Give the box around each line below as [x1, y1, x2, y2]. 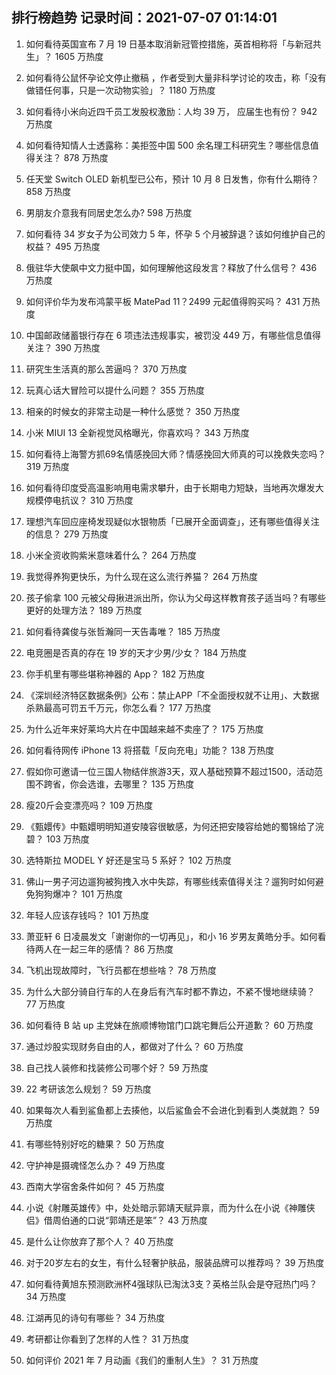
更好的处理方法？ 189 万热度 [25, 604, 143, 616]
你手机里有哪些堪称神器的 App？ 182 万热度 [25, 668, 206, 680]
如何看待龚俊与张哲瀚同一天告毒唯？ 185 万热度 [25, 625, 221, 637]
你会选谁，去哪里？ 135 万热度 [69, 778, 195, 790]
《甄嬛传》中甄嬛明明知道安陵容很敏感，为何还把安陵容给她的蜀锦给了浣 [25, 820, 324, 832]
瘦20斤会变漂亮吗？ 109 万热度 [25, 799, 154, 811]
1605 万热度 [54, 50, 104, 62]
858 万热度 [25, 185, 72, 197]
